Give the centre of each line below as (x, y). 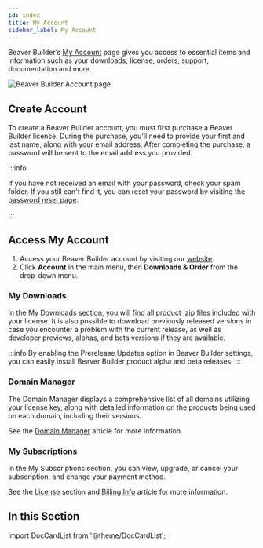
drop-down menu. (49, 275)
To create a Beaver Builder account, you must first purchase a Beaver (121, 128)
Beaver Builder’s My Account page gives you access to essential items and (129, 53)
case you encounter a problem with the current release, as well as (115, 330)
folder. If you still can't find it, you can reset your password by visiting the (127, 192)
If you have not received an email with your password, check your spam (124, 183)
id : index (24, 15)
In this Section (44, 516)
